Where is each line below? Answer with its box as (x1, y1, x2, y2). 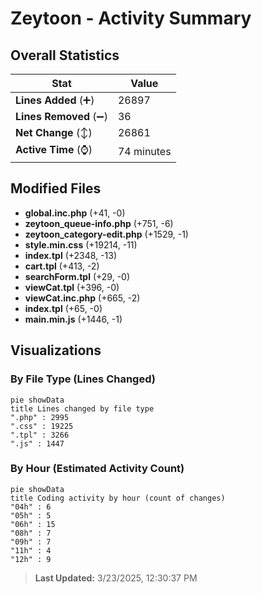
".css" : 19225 (10, 421, 74, 431)
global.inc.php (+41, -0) (24, 207, 126, 219)
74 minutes (117, 144, 172, 158)
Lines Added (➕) (15, 93, 95, 107)
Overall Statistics (10, 47, 120, 64)
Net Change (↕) (15, 126, 93, 139)
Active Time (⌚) (15, 143, 93, 156)
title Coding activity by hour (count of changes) (10, 493, 226, 503)
